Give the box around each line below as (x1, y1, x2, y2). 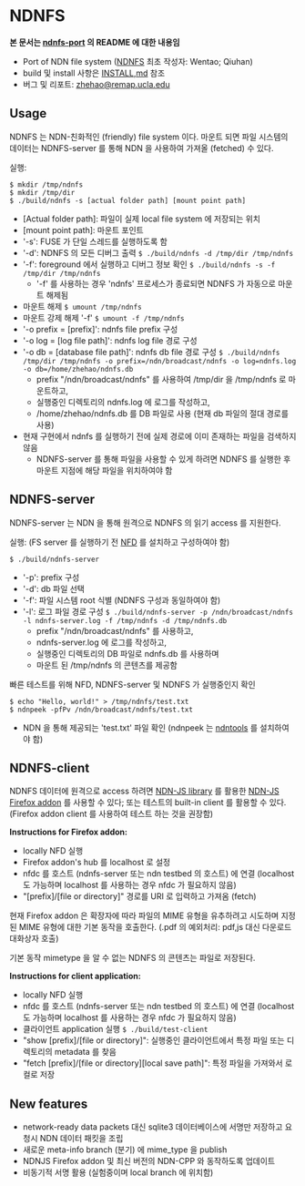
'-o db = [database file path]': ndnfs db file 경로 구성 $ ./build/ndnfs (22, 346, 280, 357)
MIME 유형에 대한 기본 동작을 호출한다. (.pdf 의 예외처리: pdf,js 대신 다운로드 (18, 922, 292, 933)
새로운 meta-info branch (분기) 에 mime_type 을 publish (22, 1144, 228, 1155)
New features (9, 1096, 88, 1111)
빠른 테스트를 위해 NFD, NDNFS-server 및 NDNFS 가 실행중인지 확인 (9, 679, 257, 690)
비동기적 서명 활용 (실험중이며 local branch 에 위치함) (22, 1167, 214, 1178)
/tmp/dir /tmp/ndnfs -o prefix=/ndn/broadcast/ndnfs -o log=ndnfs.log (22, 356, 297, 365)
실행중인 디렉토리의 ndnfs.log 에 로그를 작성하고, (36, 396, 211, 407)
